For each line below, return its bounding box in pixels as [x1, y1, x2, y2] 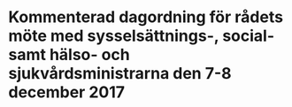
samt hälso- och [8, 45, 130, 65]
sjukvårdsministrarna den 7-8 [8, 64, 232, 84]
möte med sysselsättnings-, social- [8, 26, 275, 46]
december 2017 [8, 82, 126, 103]
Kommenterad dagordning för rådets [8, 7, 284, 27]
